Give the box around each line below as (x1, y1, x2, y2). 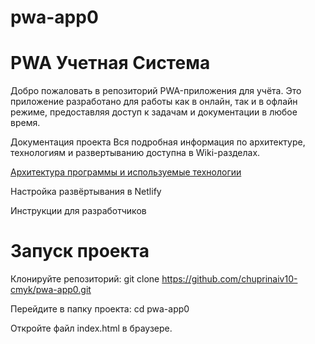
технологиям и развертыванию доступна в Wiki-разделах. (10, 147, 261, 159)
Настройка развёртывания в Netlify (10, 186, 162, 198)
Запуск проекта (10, 240, 150, 263)
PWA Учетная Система (10, 52, 211, 75)
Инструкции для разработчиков (10, 205, 147, 217)
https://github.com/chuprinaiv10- (161, 273, 298, 285)
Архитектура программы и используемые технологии (10, 166, 242, 178)
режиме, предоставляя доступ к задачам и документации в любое (10, 106, 298, 118)
